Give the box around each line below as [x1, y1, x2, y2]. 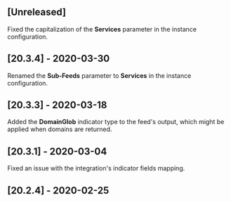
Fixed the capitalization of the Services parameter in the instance [7, 25, 197, 33]
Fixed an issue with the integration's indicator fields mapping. [7, 164, 185, 173]
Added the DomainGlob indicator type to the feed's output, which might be [7, 118, 225, 126]
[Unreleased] [7, 6, 67, 18]
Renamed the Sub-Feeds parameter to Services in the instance [7, 71, 192, 80]
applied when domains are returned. [7, 125, 112, 133]
